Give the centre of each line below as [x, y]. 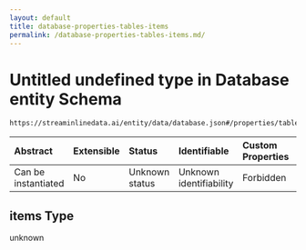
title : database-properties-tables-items [89, 26]
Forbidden [265, 178]
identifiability [206, 184]
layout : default [40, 18]
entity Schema [66, 99]
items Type [42, 216]
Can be [30, 172]
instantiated [39, 184]
